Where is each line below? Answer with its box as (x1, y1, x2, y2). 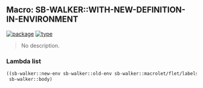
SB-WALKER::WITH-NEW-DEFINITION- (35, 5, 186, 15)
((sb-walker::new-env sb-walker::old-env (6, 71, 112, 77)
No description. (21, 42, 60, 49)
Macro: (6, 5, 34, 15)
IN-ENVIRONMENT (6, 14, 79, 25)
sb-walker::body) (8, 76, 53, 82)
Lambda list (6, 57, 41, 65)
